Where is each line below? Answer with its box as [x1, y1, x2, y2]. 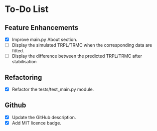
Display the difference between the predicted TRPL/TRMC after [11, 53, 143, 59]
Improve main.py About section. [11, 36, 78, 42]
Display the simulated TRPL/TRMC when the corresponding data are [11, 42, 153, 48]
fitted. [11, 48, 24, 54]
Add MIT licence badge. [11, 120, 62, 126]
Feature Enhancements [4, 23, 78, 32]
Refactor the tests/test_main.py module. [11, 86, 94, 92]
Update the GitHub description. [11, 114, 76, 120]
